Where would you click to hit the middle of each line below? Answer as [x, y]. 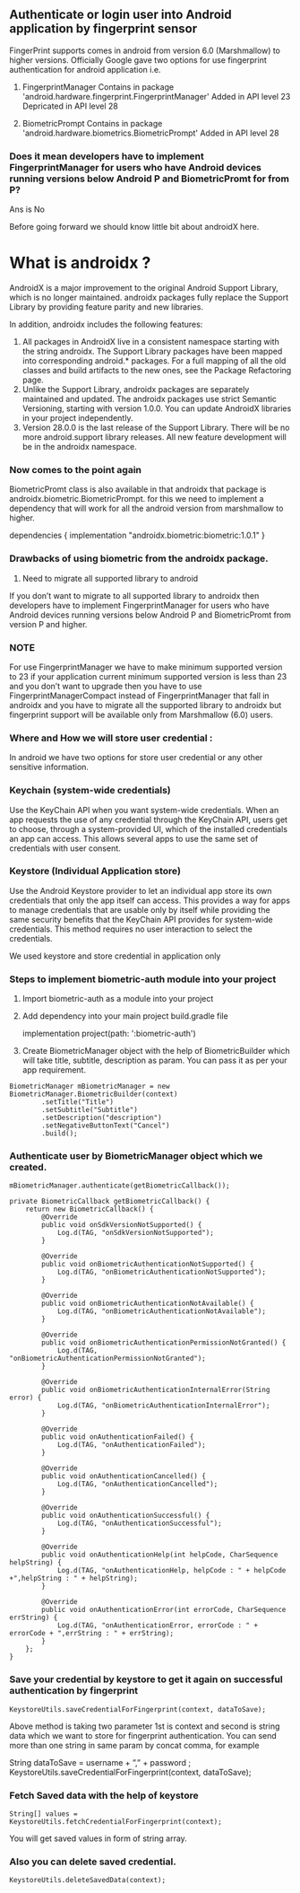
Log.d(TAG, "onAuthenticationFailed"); [131, 1445]
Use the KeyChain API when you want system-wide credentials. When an [144, 810]
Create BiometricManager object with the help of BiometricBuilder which [156, 1051]
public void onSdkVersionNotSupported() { [122, 1225]
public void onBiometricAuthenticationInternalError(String [156, 1390]
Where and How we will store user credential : [111, 738]
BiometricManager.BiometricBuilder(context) [94, 1094]
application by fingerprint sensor [103, 29]
